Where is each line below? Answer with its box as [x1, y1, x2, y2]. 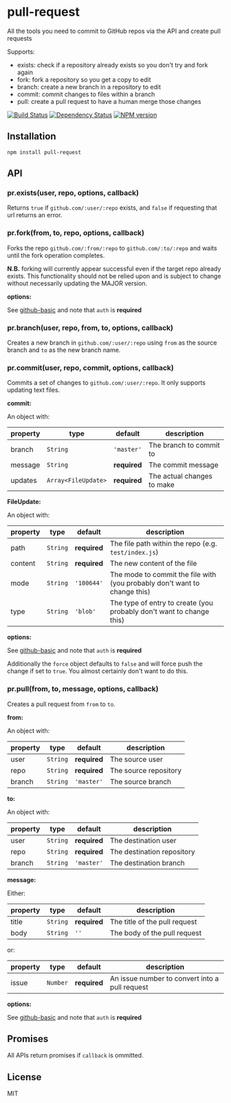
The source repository [109, 765, 182, 775]
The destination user [109, 836, 177, 845]
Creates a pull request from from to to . [7, 699, 115, 708]
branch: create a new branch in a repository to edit [16, 83, 162, 91]
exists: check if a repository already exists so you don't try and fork [16, 61, 208, 69]
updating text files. [7, 386, 60, 394]
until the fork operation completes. [7, 251, 105, 259]
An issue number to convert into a [109, 974, 219, 983]
